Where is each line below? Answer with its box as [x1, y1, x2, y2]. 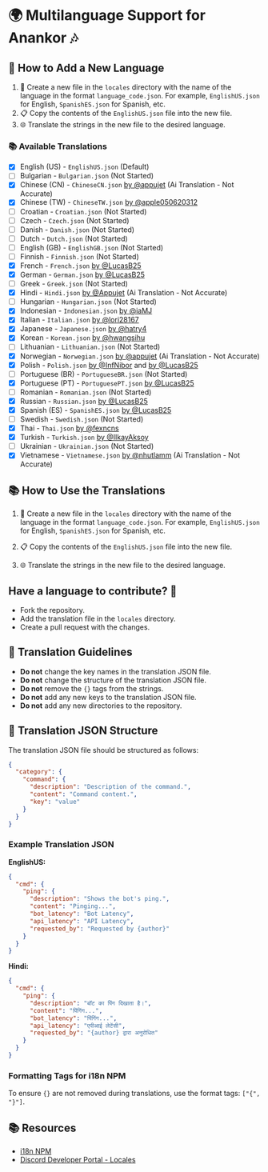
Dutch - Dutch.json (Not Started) [19, 234, 128, 243]
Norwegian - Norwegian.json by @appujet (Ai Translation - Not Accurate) [19, 351, 260, 361]
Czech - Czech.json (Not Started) [19, 215, 130, 225]
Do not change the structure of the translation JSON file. [19, 675, 206, 685]
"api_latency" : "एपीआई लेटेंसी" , [29, 1022, 126, 1030]
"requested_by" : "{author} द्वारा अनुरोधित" [29, 1029, 158, 1037]
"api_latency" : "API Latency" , [29, 917, 134, 925]
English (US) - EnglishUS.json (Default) [19, 162, 150, 172]
